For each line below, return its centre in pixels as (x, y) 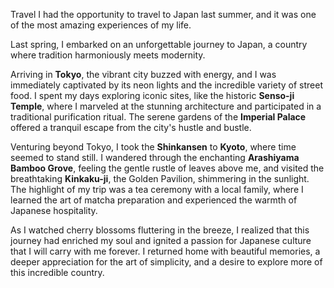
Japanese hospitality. (54, 210)
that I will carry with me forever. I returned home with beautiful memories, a (165, 251)
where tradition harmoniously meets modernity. (108, 55)
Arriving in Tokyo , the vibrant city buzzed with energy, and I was (143, 74)
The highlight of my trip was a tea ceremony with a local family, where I (157, 189)
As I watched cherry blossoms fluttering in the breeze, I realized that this (160, 230)
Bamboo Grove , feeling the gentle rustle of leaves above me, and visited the (167, 168)
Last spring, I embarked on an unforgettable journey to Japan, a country (159, 44)
